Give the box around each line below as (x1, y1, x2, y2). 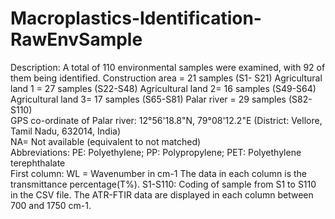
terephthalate (10, 157, 66, 169)
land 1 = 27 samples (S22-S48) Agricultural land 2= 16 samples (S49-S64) (10, 82, 317, 94)
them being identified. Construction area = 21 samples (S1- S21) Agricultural (10, 72, 323, 84)
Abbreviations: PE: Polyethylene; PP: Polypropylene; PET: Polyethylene (10, 146, 302, 158)
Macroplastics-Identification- (10, 7, 262, 30)
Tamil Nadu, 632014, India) (10, 125, 121, 137)
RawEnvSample (10, 28, 143, 51)
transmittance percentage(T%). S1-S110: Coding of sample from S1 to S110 (10, 178, 317, 190)
